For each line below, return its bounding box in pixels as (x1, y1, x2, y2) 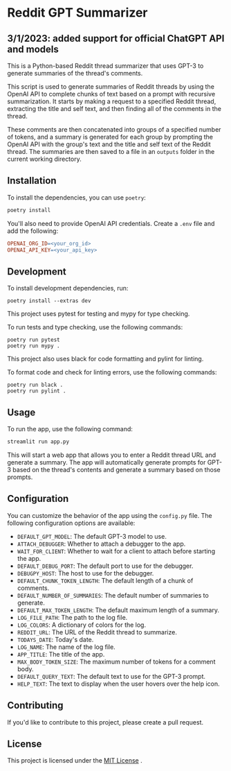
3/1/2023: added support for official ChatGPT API (7, 33, 225, 44)
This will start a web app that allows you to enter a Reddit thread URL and (7, 451, 216, 459)
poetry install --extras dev (7, 297, 91, 304)
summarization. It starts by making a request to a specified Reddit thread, (7, 97, 216, 105)
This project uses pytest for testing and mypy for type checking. (7, 310, 190, 318)
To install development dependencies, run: (7, 284, 129, 293)
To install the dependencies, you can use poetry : (7, 193, 147, 202)
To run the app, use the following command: (7, 425, 133, 433)
